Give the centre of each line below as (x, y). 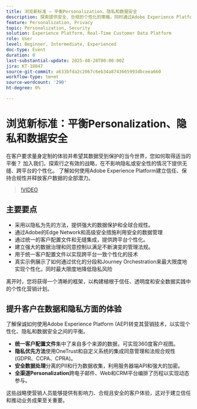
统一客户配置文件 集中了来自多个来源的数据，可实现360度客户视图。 (96, 344)
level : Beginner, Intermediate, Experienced (61, 45)
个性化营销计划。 (32, 289)
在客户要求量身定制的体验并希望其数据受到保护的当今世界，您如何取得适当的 (98, 156)
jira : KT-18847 (25, 66)
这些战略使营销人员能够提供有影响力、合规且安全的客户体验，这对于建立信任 (98, 393)
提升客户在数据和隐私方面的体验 (64, 309)
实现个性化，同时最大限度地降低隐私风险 (63, 269)
